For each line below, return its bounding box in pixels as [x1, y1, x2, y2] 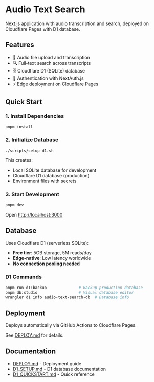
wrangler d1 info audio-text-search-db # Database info [5, 295, 129, 300]
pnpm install [5, 124, 33, 130]
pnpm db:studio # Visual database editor [5, 290, 134, 295]
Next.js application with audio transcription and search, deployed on [5, 20, 149, 27]
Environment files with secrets [12, 178, 77, 184]
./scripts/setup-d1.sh [5, 148, 54, 153]
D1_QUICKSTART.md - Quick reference [12, 371, 95, 377]
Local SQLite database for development [12, 167, 97, 173]
